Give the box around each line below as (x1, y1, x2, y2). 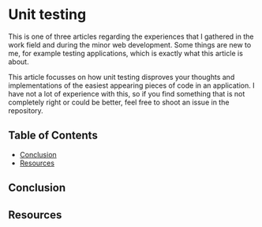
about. (8, 57, 29, 66)
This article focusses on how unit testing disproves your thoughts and (8, 72, 235, 81)
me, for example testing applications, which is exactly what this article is (8, 48, 243, 58)
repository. (8, 105, 43, 115)
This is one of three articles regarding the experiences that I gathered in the (8, 32, 254, 41)
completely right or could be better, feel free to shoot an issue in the (8, 97, 230, 107)
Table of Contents (8, 129, 99, 142)
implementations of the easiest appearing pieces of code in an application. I (8, 81, 255, 90)
